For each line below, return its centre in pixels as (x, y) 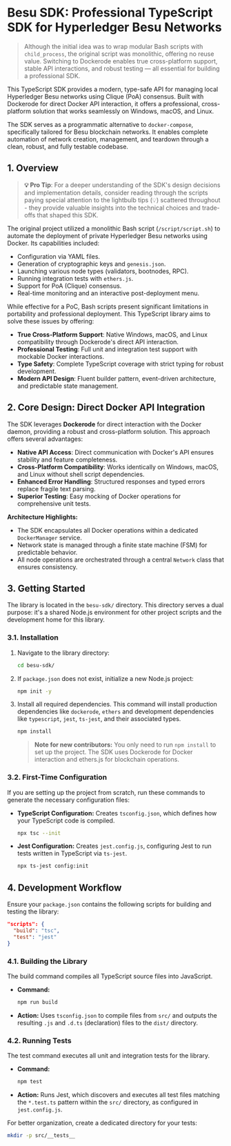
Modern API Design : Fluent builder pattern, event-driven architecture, (117, 378)
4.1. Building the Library (47, 961)
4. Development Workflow (64, 888)
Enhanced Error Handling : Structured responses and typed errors (111, 482)
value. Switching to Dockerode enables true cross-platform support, (121, 61)
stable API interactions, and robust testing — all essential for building (122, 68)
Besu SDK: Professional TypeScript (110, 13)
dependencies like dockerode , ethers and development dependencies (115, 711)
